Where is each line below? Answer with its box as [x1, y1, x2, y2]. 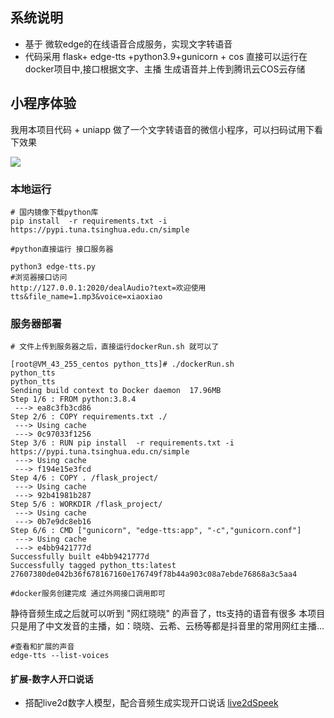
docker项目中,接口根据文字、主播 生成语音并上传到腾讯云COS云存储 [24, 63, 306, 75]
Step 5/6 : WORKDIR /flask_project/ [10, 499, 163, 510]
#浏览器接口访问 [10, 272, 68, 282]
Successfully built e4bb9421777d [10, 552, 150, 562]
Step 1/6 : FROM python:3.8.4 [10, 394, 137, 405]
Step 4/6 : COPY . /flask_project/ [10, 473, 159, 483]
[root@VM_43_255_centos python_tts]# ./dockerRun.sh [10, 359, 235, 370]
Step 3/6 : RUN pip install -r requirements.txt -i [10, 438, 235, 448]
